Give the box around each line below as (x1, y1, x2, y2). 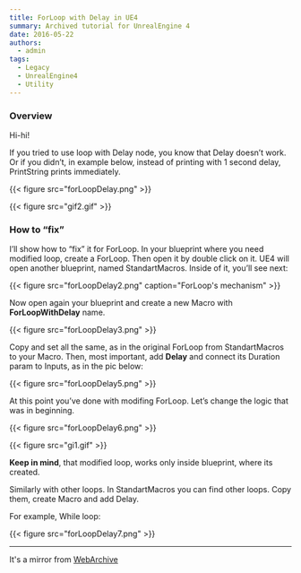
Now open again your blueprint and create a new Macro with (9, 298, 233, 308)
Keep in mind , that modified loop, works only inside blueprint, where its (9, 457, 273, 468)
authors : (9, 38, 42, 48)
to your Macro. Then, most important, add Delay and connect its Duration (9, 352, 280, 362)
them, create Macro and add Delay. (9, 494, 140, 505)
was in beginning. (9, 405, 74, 416)
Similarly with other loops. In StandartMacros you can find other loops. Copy (9, 484, 292, 495)
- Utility (17, 80, 54, 89)
